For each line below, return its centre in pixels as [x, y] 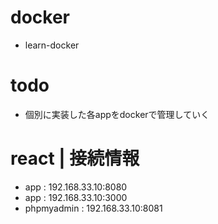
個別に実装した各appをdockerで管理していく [117, 114]
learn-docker [52, 45]
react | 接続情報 [75, 158]
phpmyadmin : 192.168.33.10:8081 [93, 208]
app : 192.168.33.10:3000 [76, 197]
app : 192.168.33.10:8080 [76, 187]
